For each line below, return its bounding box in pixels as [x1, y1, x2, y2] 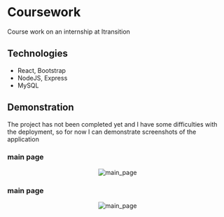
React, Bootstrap [17, 66, 66, 74]
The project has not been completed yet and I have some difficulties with [7, 120, 218, 128]
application [7, 134, 40, 143]
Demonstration [7, 101, 75, 113]
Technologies [7, 48, 69, 59]
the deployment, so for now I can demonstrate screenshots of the [7, 127, 197, 136]
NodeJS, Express [17, 73, 68, 82]
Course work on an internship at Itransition [7, 27, 131, 36]
